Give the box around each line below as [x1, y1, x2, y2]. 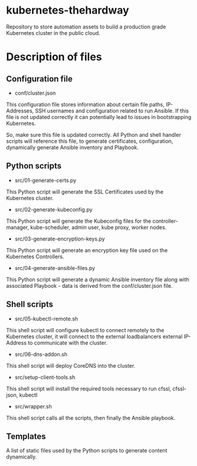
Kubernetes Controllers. [6, 253, 64, 260]
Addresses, [6, 107, 34, 114]
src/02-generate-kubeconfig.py [14, 205, 93, 213]
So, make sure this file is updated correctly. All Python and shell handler [6, 131, 182, 138]
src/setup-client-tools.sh [14, 374, 76, 381]
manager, [6, 223, 30, 231]
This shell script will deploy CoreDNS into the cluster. [6, 362, 135, 369]
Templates [6, 431, 46, 441]
